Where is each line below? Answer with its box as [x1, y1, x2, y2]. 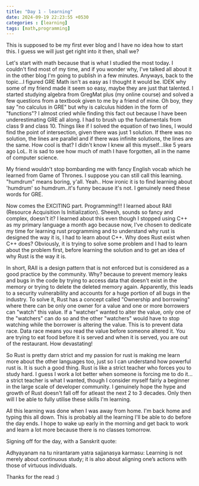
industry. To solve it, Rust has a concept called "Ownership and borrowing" [6, 296, 190, 303]
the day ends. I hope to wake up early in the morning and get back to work [6, 420, 189, 427]
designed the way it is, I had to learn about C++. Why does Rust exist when [6, 234, 190, 241]
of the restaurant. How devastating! [6, 340, 93, 348]
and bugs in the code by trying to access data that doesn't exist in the [6, 277, 177, 284]
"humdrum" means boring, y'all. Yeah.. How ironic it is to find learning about [6, 178, 192, 185]
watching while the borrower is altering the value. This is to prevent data [6, 321, 183, 329]
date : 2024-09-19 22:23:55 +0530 [6, 14, 89, 20]
